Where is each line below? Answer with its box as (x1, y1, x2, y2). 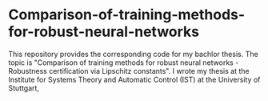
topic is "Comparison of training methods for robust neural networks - (8, 58, 239, 67)
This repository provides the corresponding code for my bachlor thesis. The (8, 49, 258, 59)
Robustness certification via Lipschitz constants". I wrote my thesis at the (8, 66, 250, 75)
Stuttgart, (8, 83, 40, 93)
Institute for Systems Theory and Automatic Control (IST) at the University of (8, 75, 261, 84)
